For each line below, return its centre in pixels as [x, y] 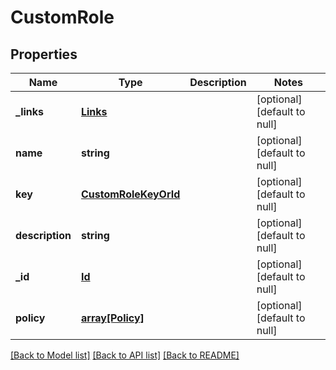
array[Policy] [112, 318]
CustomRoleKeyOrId [130, 194]
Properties [44, 54]
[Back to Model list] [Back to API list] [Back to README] [125, 355]
